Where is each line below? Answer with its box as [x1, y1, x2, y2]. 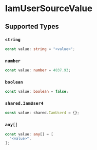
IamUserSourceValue [5, 3, 93, 14]
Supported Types [5, 22, 59, 31]
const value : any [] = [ [5, 132, 54, 136]
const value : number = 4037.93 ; [5, 68, 71, 73]
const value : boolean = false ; [5, 89, 69, 94]
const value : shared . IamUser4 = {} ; [5, 110, 79, 116]
